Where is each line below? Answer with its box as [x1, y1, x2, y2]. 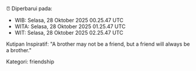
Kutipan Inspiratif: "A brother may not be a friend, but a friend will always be [6, 40, 190, 48]
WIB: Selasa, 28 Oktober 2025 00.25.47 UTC [14, 17, 124, 23]
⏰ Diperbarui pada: [6, 5, 53, 12]
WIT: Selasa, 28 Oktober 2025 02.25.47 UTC [14, 29, 124, 36]
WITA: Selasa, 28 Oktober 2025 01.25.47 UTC [14, 23, 126, 30]
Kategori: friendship [6, 58, 55, 65]
